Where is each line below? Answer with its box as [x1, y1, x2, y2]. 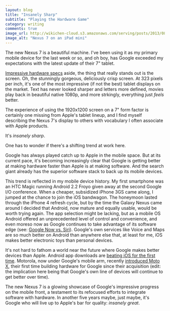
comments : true [5, 26, 37, 31]
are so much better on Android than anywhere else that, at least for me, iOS [5, 232, 163, 238]
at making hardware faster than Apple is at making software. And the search [5, 163, 164, 169]
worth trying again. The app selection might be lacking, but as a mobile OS [5, 210, 161, 216]
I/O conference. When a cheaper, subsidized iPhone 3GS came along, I [5, 189, 153, 195]
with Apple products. [5, 122, 49, 129]
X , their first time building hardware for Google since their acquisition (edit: [5, 263, 161, 269]
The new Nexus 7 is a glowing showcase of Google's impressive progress [5, 284, 159, 290]
